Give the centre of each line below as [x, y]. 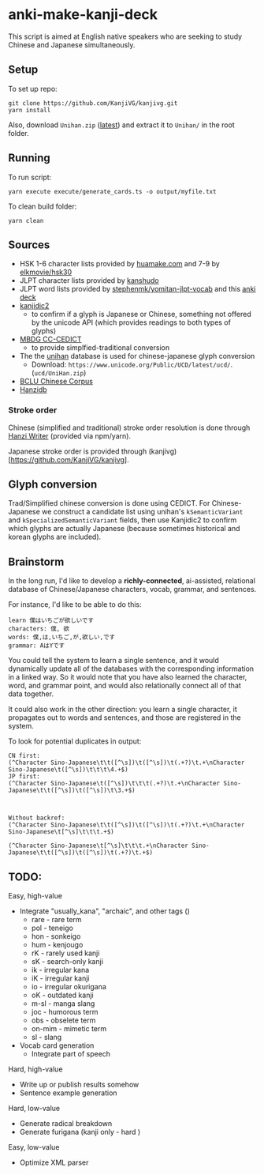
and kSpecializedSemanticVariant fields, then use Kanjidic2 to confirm [123, 520]
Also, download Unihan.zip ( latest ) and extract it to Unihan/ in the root [121, 125]
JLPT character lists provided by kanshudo [89, 281]
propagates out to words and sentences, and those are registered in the [125, 717]
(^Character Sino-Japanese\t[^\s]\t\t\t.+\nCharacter [99, 846]
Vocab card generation [57, 1045]
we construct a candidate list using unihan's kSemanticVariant [143, 512]
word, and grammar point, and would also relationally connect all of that [125, 686]
